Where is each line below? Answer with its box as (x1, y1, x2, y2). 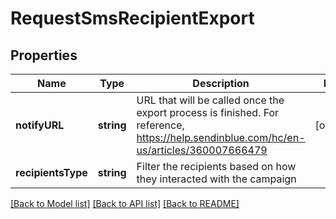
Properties (10, 47, 78, 64)
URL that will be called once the (136, 93, 285, 107)
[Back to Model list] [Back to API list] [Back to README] (10, 198, 240, 209)
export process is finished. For (136, 106, 280, 119)
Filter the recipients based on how (136, 160, 297, 173)
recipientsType (15, 166, 88, 179)
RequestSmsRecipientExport (10, 7, 255, 30)
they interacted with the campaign (136, 172, 297, 186)
